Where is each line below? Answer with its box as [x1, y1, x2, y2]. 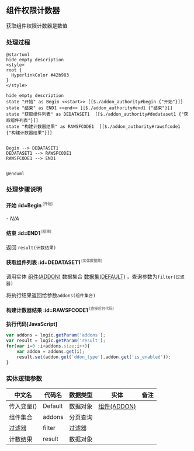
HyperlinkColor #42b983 [11, 72, 69, 78]
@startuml [6, 52, 30, 58]
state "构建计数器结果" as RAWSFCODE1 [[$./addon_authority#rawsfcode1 [6, 124, 181, 130]
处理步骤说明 [6, 186, 43, 194]
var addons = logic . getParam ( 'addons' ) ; [6, 332, 106, 338]
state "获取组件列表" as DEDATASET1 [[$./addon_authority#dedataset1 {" [6, 112, 184, 117]
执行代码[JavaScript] [6, 321, 57, 328]
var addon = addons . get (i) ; [16, 349, 85, 355]
